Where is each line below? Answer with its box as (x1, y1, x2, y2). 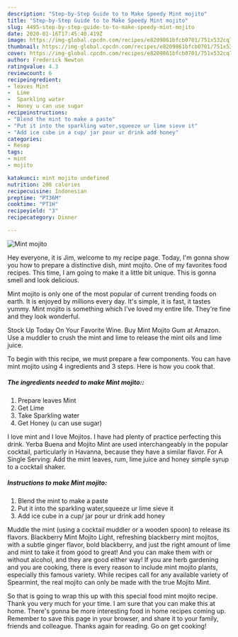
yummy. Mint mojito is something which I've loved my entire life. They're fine (7, 304, 231, 313)
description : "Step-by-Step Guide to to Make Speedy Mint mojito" (7, 10, 208, 18)
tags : (7, 149, 23, 156)
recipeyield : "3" (7, 207, 59, 214)
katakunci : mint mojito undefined (7, 174, 110, 181)
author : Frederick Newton (7, 57, 84, 64)
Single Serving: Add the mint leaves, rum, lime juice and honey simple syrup (7, 454, 229, 464)
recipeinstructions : (7, 109, 69, 116)
